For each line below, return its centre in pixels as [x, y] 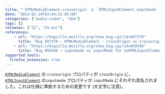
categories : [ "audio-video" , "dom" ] [42, 19]
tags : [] [14, 23]
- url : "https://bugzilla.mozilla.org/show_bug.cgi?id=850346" [80, 46]
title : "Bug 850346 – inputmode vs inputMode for [70, 50]
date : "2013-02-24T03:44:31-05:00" [41, 14]
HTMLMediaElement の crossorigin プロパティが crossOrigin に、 [69, 74]
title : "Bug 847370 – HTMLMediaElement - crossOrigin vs [78, 42]
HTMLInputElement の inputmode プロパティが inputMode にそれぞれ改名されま [82, 80]
